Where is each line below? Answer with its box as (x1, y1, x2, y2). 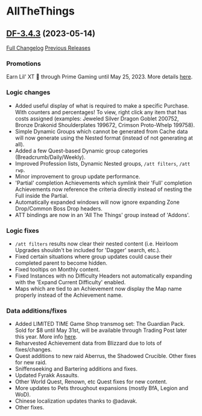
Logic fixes (6, 226, 39, 235)
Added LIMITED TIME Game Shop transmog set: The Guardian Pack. (14, 320, 185, 328)
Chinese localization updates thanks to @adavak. (14, 397, 137, 405)
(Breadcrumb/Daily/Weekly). (14, 153, 86, 161)
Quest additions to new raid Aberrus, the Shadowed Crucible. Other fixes (14, 353, 197, 360)
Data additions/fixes (6, 307, 68, 315)
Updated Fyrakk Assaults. (14, 372, 80, 379)
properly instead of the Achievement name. (14, 291, 123, 299)
